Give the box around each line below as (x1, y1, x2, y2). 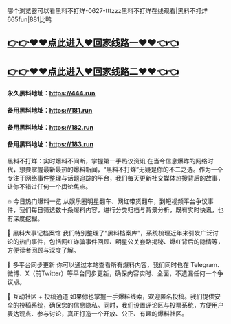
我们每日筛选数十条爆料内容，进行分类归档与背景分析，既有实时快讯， (19, 205, 218, 213)
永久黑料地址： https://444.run (7, 89, 96, 97)
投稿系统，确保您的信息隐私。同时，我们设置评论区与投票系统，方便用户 (19, 301, 224, 309)
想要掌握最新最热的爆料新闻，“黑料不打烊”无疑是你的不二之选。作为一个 (19, 165, 223, 174)
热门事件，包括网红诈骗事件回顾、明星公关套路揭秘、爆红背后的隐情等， (19, 237, 224, 246)
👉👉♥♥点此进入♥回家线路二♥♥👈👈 (7, 65, 179, 78)
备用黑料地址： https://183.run (7, 140, 94, 148)
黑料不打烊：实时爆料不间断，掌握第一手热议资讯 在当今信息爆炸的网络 (7, 157, 208, 165)
